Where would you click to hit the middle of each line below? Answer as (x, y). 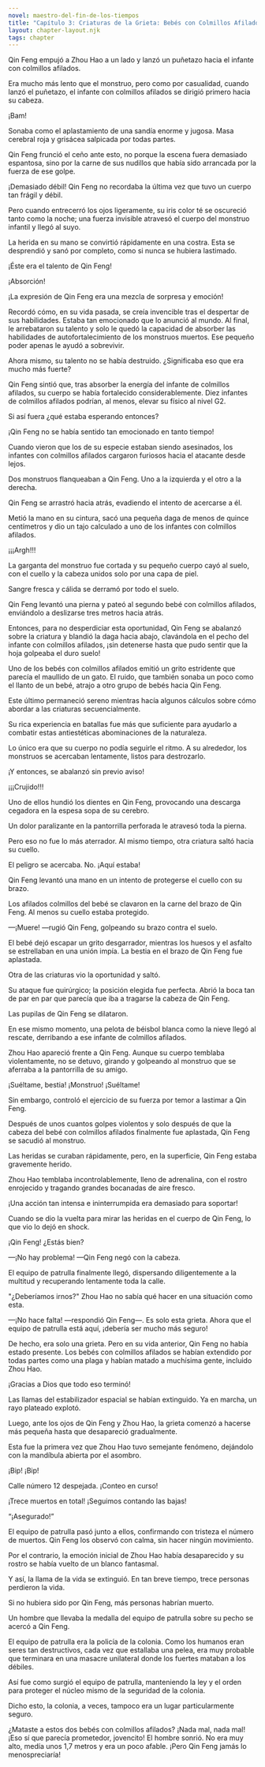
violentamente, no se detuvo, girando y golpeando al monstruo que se (122, 1061)
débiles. (21, 1667)
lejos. (17, 464)
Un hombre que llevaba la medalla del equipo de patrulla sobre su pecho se (131, 1618)
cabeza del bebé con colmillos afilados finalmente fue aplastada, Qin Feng (129, 1132)
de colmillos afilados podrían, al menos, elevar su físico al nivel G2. (117, 401)
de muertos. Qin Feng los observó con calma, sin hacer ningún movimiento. (131, 1541)
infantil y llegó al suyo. (45, 227)
